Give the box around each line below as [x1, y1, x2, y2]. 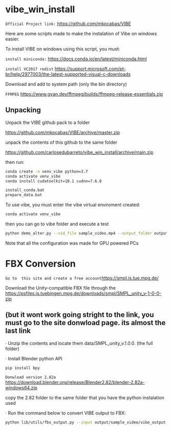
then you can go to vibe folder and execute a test [5, 221, 109, 227]
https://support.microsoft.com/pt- [54, 66, 126, 72]
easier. [5, 36, 19, 42]
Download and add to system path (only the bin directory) [5, 81, 127, 87]
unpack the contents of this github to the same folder [5, 139, 118, 145]
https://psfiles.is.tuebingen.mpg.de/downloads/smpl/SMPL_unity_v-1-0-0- [5, 290, 162, 296]
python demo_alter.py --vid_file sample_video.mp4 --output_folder [5, 231, 153, 236]
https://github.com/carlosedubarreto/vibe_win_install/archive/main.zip [5, 149, 154, 155]
